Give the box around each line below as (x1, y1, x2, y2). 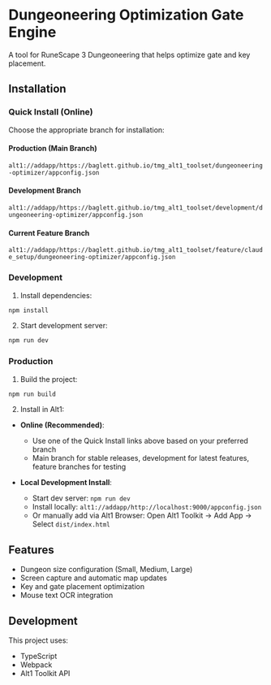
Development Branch (8, 185, 81, 196)
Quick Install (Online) (8, 106, 93, 118)
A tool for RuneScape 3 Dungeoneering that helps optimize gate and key (8, 50, 251, 59)
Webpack (19, 660, 53, 670)
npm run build (8, 390, 57, 398)
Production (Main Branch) (8, 144, 97, 154)
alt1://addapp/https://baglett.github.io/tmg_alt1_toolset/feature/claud (8, 246, 264, 254)
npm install (8, 306, 49, 314)
